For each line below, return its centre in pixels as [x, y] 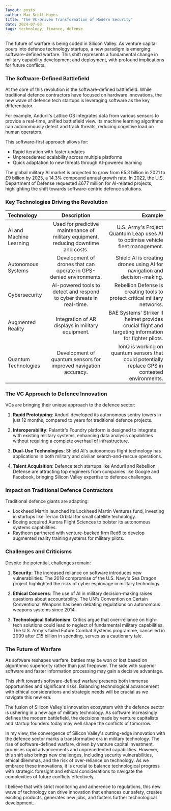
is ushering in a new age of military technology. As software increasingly [81, 712]
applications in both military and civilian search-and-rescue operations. [88, 456]
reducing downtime [76, 243]
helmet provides [144, 319]
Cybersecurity [25, 295]
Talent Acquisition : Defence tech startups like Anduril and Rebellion [84, 466]
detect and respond [76, 292]
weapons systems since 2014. [44, 610]
